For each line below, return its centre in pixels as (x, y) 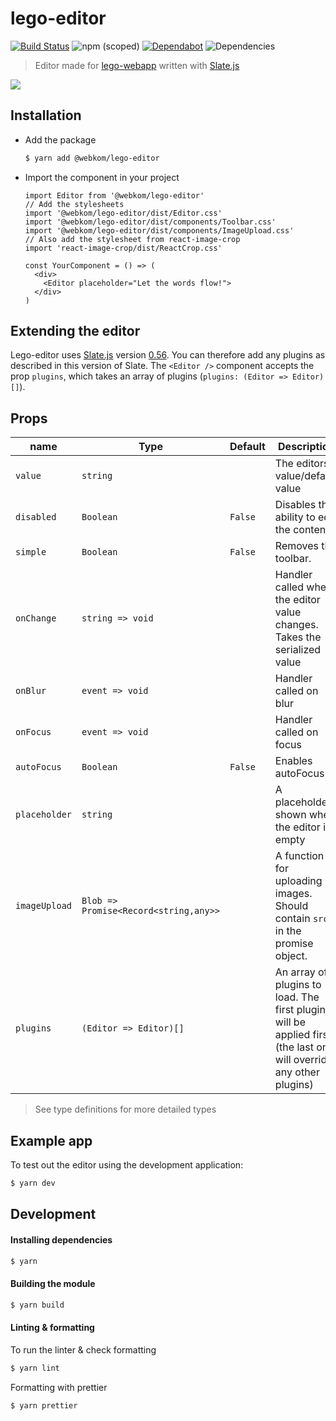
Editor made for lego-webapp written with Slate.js (137, 65)
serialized (298, 650)
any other (297, 1072)
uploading (298, 881)
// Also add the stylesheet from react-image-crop (132, 239)
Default (247, 447)
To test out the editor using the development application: (127, 1165)
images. (293, 894)
